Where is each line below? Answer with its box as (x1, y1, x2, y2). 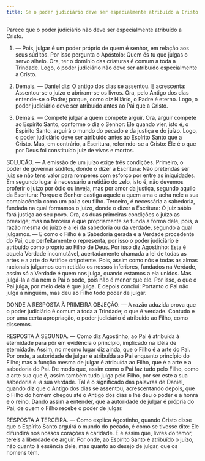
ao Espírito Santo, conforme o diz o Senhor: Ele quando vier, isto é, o (15, 120, 189, 128)
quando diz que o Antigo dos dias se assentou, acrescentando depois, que (6, 385, 195, 392)
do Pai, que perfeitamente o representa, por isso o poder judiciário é (6, 237, 179, 244)
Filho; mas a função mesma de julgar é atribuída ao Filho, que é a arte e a (6, 358, 192, 366)
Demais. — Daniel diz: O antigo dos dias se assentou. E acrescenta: (15, 82, 186, 90)
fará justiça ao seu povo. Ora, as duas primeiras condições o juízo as (6, 210, 181, 218)
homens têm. (6, 449, 40, 456)
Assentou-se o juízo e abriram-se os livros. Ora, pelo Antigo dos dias (15, 89, 189, 96)
